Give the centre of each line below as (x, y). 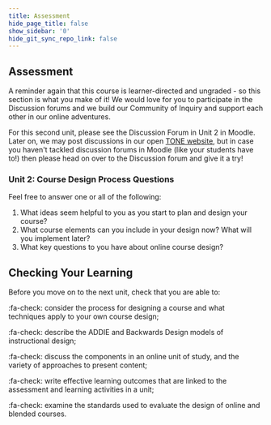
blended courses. (38, 414)
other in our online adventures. (59, 117)
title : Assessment (39, 16)
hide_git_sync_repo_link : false (63, 39)
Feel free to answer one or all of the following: (85, 197)
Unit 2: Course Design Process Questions (91, 179)
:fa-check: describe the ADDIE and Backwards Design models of (116, 333)
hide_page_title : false (49, 24)
